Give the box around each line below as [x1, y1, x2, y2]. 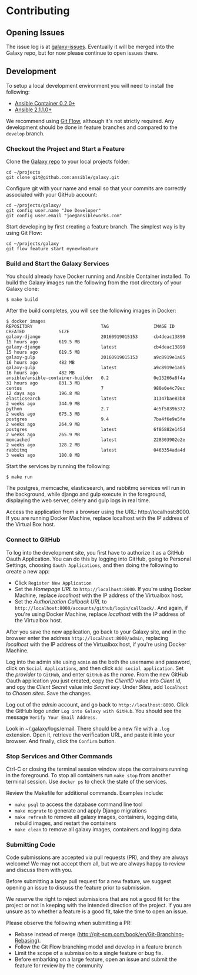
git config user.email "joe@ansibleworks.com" [6, 213, 122, 219]
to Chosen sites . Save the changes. [6, 689, 92, 697]
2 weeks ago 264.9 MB [6, 422, 81, 427]
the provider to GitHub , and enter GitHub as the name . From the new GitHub [6, 671, 188, 678]
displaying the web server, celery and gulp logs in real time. [6, 497, 151, 504]
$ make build [6, 297, 38, 303]
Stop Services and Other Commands [6, 752, 113, 760]
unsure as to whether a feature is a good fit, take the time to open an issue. [6, 908, 188, 915]
